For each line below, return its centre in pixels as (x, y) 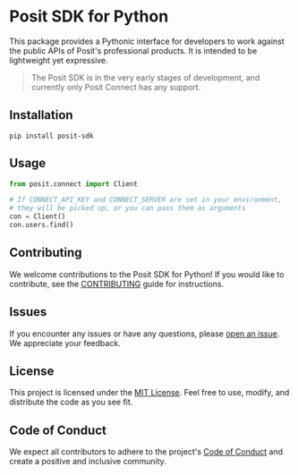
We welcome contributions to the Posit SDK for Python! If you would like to (147, 274)
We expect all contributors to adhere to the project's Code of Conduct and (146, 452)
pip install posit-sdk (51, 136)
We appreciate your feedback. (65, 343)
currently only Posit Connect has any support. (116, 87)
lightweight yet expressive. (59, 60)
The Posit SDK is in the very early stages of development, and (145, 77)
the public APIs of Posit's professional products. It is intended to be (133, 50)
